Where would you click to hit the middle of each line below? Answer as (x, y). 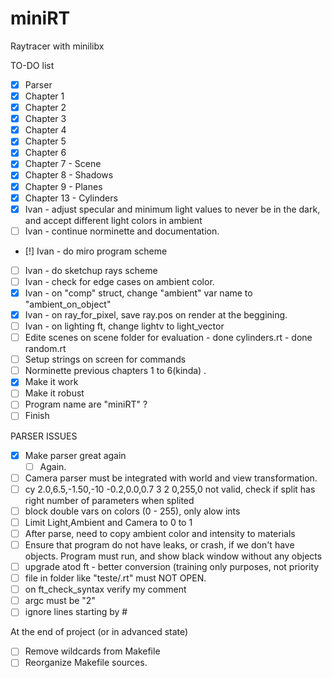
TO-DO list (32, 65)
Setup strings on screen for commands (105, 359)
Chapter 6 (45, 153)
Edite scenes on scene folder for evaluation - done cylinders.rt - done (168, 338)
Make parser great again (75, 455)
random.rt (45, 349)
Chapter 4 (45, 130)
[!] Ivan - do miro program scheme (96, 251)
